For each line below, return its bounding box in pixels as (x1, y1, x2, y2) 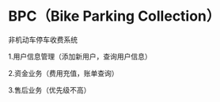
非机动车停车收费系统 (8, 35, 78, 44)
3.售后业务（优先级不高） (8, 85, 91, 95)
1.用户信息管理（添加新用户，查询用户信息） (8, 51, 152, 61)
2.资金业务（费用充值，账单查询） (8, 68, 119, 77)
